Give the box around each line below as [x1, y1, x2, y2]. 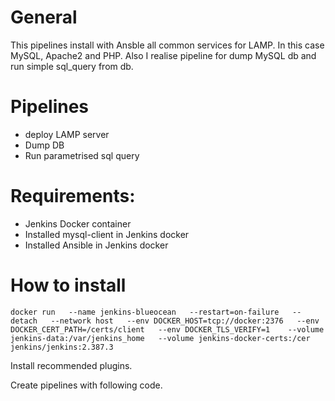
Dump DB [24, 139, 65, 151]
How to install [10, 274, 127, 296]
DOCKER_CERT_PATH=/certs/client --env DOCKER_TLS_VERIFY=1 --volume [10, 324, 325, 335]
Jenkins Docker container [24, 217, 132, 230]
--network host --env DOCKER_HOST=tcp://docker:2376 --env [50, 316, 320, 326]
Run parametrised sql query [24, 149, 140, 161]
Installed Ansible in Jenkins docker [24, 239, 169, 251]
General [10, 6, 78, 29]
